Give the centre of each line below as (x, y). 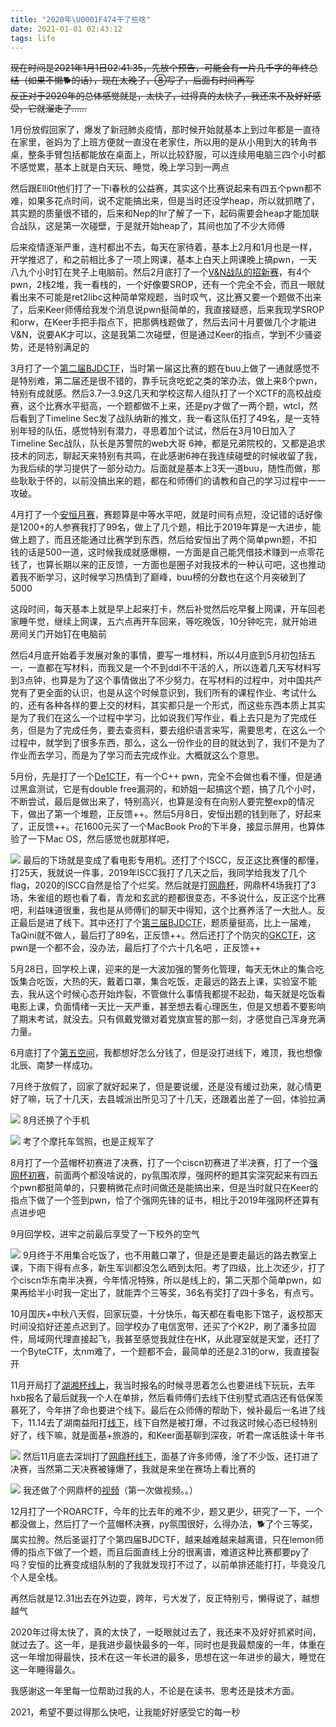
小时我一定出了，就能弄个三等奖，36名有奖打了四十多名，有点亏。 (182, 1293)
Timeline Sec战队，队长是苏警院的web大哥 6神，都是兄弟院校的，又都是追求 (168, 443)
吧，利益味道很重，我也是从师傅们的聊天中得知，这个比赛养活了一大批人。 (163, 910)
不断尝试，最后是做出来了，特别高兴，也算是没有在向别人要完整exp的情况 (162, 802)
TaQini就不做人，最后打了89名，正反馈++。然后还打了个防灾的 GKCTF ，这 (163, 935)
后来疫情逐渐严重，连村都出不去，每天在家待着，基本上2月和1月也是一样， (164, 247)
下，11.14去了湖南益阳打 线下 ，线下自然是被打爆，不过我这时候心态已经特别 (164, 1423)
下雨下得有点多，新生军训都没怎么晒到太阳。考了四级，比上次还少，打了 (176, 1268)
